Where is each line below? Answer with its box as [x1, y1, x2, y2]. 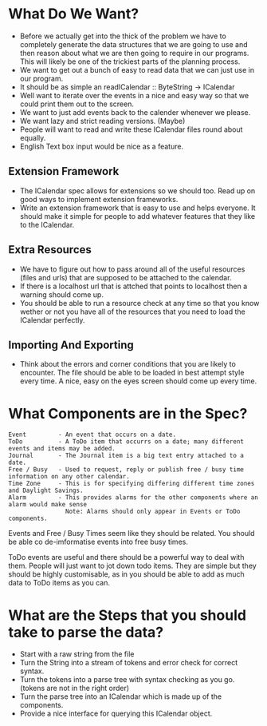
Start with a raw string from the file [19, 649, 135, 659]
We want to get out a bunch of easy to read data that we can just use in [19, 65, 255, 74]
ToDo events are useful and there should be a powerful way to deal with [8, 553, 245, 562]
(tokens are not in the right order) [19, 684, 130, 693]
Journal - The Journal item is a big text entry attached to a [8, 452, 245, 460]
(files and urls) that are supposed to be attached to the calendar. [19, 272, 232, 282]
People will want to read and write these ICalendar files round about [19, 125, 243, 134]
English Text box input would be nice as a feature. [19, 141, 184, 151]
